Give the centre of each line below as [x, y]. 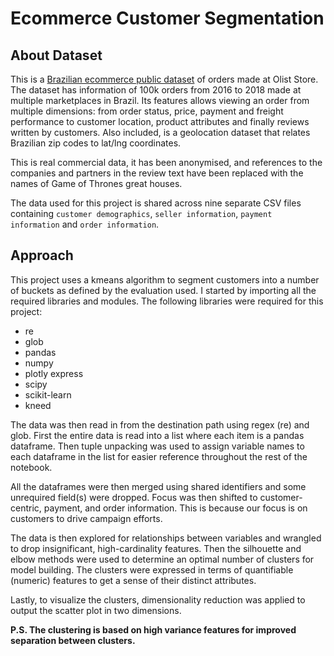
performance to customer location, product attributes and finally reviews [160, 121]
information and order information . [85, 224]
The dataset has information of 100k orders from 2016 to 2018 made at [156, 90]
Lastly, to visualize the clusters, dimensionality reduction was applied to [158, 599]
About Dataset [56, 55]
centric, [26, 508]
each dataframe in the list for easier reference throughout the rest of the [159, 456]
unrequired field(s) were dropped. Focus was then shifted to [134, 497]
